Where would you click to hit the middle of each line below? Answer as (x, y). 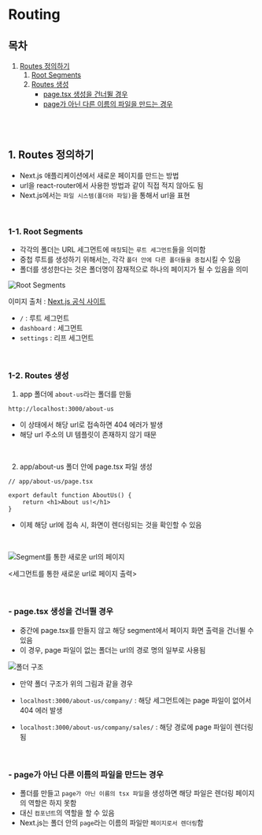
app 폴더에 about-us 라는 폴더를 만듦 (76, 394)
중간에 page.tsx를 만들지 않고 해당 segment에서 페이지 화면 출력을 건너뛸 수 (137, 630)
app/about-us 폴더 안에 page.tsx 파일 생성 (86, 466)
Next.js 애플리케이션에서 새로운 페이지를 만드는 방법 (99, 175)
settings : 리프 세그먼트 (57, 338)
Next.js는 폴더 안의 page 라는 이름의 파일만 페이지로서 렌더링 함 (111, 823)
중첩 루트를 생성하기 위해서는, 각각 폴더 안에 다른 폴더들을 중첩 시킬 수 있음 (130, 260)
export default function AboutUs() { (70, 496)
